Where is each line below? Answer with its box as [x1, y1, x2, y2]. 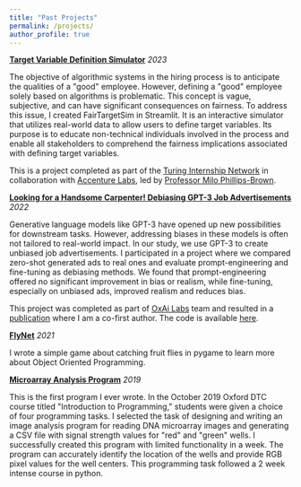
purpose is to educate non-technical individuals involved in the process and [9, 129, 289, 140]
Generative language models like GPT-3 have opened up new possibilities [9, 219, 281, 230]
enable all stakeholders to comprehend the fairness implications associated [9, 138, 288, 149]
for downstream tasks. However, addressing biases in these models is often [9, 229, 288, 239]
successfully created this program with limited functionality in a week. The [9, 439, 284, 450]
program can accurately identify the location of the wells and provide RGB [9, 449, 282, 460]
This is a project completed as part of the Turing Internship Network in [9, 165, 269, 176]
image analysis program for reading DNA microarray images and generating [9, 421, 289, 431]
